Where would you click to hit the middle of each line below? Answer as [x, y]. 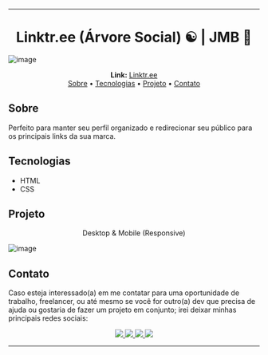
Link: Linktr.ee [134, 75]
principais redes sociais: [48, 318]
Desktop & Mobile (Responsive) [134, 233]
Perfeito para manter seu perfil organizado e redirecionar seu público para [130, 128]
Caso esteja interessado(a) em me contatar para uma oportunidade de [124, 293]
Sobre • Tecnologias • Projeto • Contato [134, 83]
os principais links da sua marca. [62, 136]
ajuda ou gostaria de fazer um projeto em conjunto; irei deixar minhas [122, 310]
